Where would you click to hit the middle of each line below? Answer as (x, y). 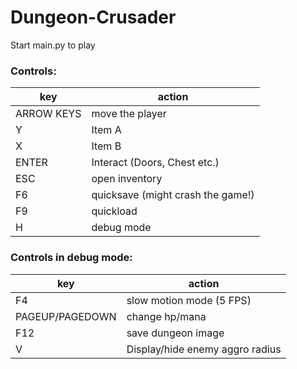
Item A (106, 130)
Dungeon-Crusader (93, 17)
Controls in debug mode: (71, 258)
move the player (129, 114)
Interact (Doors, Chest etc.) (155, 163)
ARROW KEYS (48, 114)
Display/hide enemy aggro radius (204, 349)
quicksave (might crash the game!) (173, 195)
